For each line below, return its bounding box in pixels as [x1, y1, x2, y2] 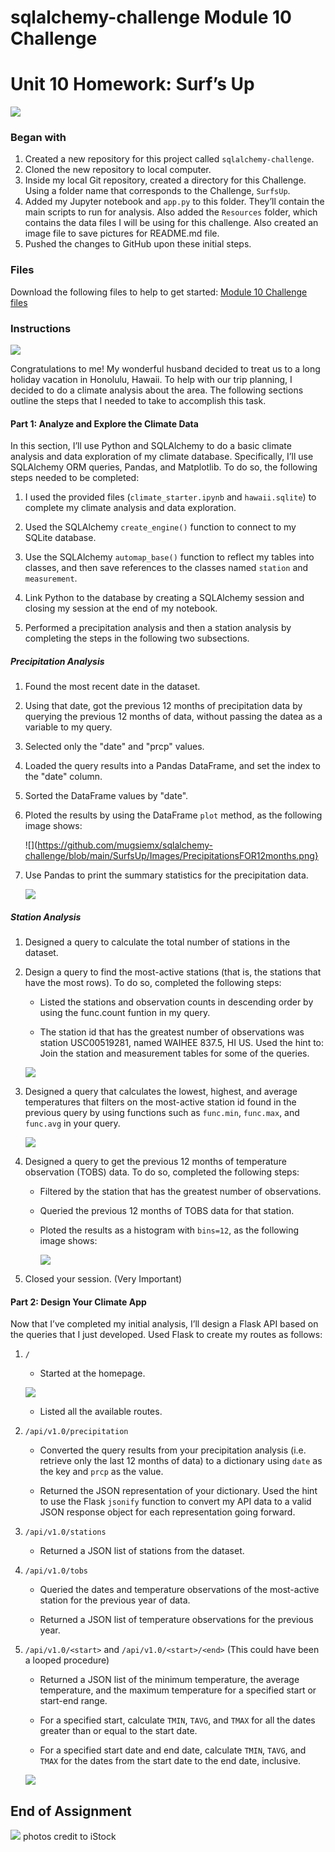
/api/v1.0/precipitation [24, 1427, 129, 1437]
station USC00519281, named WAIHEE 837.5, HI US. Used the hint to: [39, 1037, 325, 1049]
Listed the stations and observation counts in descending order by [39, 996, 314, 1008]
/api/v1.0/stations [24, 1527, 107, 1538]
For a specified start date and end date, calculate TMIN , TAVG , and [39, 1744, 307, 1756]
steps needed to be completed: [10, 472, 140, 484]
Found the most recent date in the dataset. [24, 681, 201, 693]
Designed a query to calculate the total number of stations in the [24, 936, 291, 948]
